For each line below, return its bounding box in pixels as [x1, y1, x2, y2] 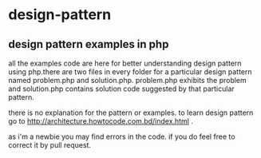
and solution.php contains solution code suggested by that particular [8, 84, 235, 93]
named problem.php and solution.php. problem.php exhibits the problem [8, 76, 247, 85]
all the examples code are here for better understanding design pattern [8, 58, 242, 68]
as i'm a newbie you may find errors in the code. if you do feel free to [8, 132, 235, 141]
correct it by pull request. [8, 140, 92, 149]
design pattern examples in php [8, 38, 169, 51]
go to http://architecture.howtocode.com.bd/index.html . [8, 117, 194, 125]
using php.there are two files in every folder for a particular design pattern [8, 67, 253, 77]
